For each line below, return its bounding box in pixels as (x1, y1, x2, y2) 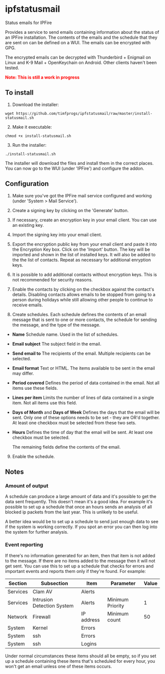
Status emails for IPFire (5, 20, 53, 26)
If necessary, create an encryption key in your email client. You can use (12, 217, 157, 223)
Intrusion (32, 596, 53, 603)
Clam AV (32, 588, 53, 595)
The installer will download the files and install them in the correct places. (5, 160, 154, 166)
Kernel (32, 624, 48, 631)
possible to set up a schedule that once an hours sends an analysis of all (5, 504, 152, 510)
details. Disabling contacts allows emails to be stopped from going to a (12, 291, 156, 297)
